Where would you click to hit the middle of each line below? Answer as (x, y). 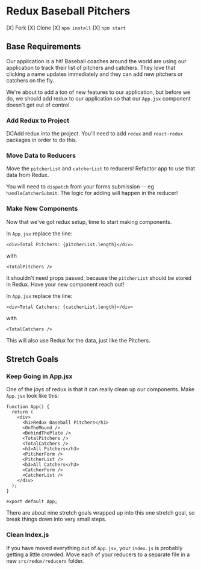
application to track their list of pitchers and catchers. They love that (91, 67)
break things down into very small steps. (56, 519)
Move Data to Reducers (41, 155)
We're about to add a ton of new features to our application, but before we (98, 92)
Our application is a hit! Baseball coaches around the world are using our (96, 61)
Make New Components (42, 209)
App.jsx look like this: (32, 396)
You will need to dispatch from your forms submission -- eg (80, 187)
